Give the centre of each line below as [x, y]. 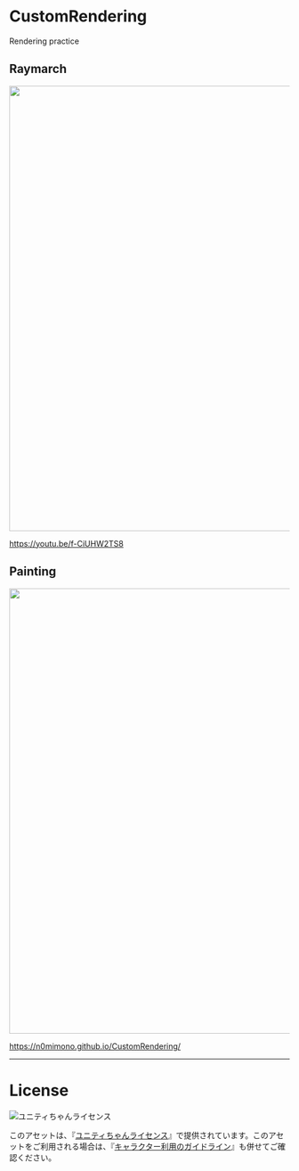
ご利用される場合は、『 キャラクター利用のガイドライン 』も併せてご [155, 1146]
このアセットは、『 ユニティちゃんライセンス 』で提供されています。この [139, 1135]
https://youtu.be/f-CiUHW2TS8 [67, 543]
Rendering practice [44, 41]
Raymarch [38, 69]
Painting [33, 572]
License [39, 1090]
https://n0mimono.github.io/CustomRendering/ [95, 1046]
